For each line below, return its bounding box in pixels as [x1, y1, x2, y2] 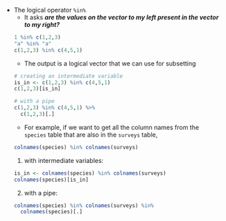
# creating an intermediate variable [13, 73, 123, 79]
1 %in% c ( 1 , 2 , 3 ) [13, 34, 61, 41]
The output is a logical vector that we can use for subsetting [24, 59, 196, 68]
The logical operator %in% [13, 6, 87, 14]
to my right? [24, 21, 60, 28]
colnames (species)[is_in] [13, 176, 89, 183]
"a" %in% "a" [13, 40, 52, 47]
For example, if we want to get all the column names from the [24, 123, 200, 131]
